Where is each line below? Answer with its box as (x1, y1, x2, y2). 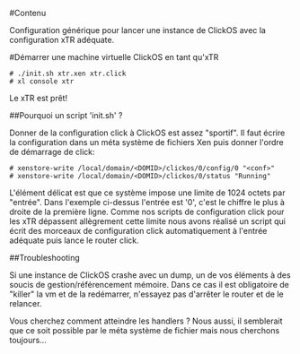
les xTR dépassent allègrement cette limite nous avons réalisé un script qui (9, 216, 286, 227)
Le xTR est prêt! (9, 93, 68, 103)
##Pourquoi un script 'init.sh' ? (9, 110, 123, 120)
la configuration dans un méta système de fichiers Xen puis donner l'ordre (9, 137, 285, 147)
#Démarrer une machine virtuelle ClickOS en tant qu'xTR (9, 52, 219, 62)
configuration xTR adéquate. (9, 35, 115, 45)
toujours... (9, 335, 47, 345)
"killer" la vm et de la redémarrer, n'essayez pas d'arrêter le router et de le (9, 289, 285, 299)
